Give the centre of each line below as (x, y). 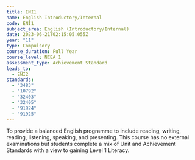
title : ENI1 (21, 12)
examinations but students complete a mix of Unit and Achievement (91, 144)
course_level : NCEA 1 (34, 57)
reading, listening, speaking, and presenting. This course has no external (98, 137)
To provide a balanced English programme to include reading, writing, (94, 131)
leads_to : (19, 68)
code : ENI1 (20, 23)
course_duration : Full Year (42, 52)
